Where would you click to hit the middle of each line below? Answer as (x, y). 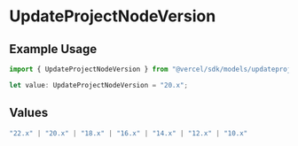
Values (29, 113)
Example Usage (53, 49)
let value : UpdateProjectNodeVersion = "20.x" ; (99, 85)
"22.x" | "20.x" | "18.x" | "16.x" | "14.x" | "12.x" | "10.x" (129, 133)
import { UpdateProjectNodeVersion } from (89, 69)
